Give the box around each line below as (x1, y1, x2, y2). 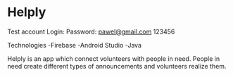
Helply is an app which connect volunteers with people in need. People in (7, 54, 220, 63)
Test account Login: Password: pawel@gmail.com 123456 (7, 27, 175, 36)
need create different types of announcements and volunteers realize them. (7, 62, 227, 70)
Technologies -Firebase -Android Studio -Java (7, 41, 142, 49)
